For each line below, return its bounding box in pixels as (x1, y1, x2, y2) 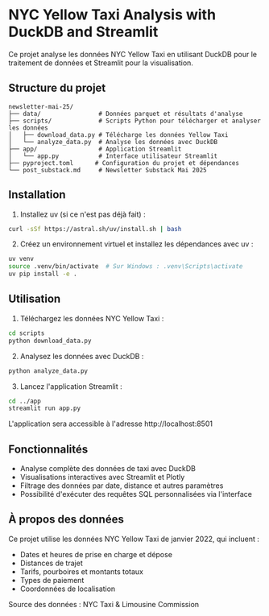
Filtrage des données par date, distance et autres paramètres (19, 481, 224, 490)
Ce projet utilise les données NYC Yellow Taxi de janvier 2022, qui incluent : (8, 534, 259, 544)
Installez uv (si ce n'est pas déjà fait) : (19, 209, 147, 219)
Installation (8, 188, 66, 202)
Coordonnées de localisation (19, 584, 116, 593)
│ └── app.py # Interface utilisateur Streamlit (8, 151, 218, 160)
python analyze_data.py (8, 366, 89, 375)
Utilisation (8, 292, 61, 306)
